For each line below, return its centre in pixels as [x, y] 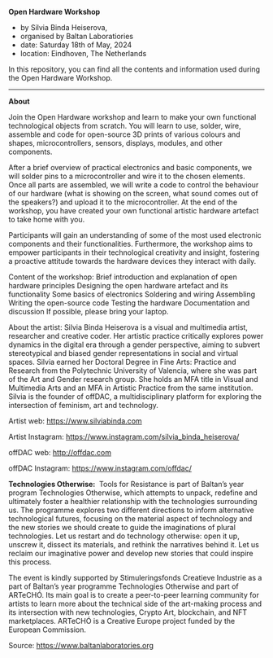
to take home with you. [47, 219]
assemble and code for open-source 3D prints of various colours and [125, 134]
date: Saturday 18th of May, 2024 [76, 45]
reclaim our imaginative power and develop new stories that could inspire [131, 553]
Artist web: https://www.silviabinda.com [75, 421]
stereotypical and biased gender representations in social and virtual [123, 353]
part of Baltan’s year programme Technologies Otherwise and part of [123, 586]
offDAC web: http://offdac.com [60, 452]
